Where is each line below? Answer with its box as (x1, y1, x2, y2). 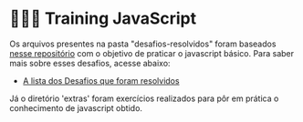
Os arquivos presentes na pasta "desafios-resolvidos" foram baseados (9, 38, 277, 49)
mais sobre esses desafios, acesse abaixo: (9, 57, 171, 68)
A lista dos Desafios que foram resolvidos (22, 75, 180, 86)
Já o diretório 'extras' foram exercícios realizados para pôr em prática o (9, 93, 279, 104)
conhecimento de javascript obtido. (9, 102, 143, 113)
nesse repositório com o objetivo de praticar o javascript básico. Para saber (9, 47, 295, 58)
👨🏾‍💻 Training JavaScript (9, 8, 197, 29)
